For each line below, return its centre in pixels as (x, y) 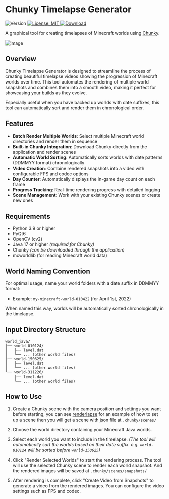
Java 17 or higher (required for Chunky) (53, 244)
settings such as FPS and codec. (47, 491)
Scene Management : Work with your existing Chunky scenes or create (87, 195)
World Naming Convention (48, 271)
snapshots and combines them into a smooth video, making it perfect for (81, 87)
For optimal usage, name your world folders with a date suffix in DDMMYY (82, 283)
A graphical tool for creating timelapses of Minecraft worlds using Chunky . (82, 33)
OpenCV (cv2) (27, 239)
